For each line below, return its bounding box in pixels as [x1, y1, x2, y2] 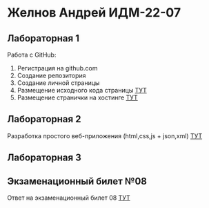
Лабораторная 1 [7, 32, 79, 44]
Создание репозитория [17, 71, 86, 79]
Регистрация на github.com [17, 64, 98, 72]
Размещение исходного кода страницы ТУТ [17, 86, 147, 94]
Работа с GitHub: [7, 50, 57, 59]
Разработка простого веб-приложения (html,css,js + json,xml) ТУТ [7, 131, 203, 140]
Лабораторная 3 [7, 152, 81, 164]
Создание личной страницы [17, 79, 100, 87]
